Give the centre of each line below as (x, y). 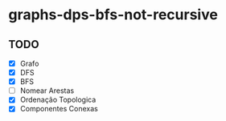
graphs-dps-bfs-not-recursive (113, 15)
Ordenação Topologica (58, 100)
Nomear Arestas (47, 91)
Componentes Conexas (59, 109)
